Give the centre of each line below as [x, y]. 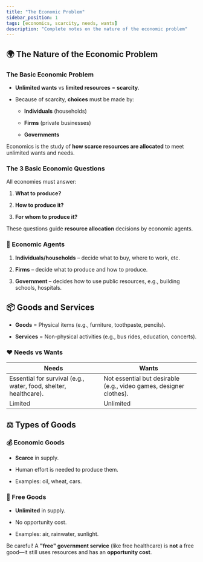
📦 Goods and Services [50, 307]
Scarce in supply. [37, 458]
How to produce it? [39, 205]
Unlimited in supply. [40, 510]
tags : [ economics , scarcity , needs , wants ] [62, 23]
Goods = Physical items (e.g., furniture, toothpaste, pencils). [90, 325]
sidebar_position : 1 [32, 18]
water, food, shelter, [38, 386]
